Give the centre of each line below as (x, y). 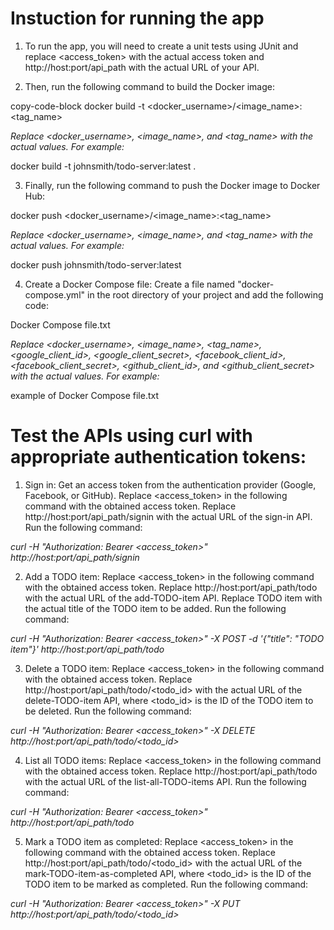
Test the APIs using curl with (131, 436)
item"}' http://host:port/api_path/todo (87, 649)
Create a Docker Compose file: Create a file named (130, 284)
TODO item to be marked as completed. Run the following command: (166, 884)
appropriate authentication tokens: (158, 457)
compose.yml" (55, 294)
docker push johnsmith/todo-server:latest (96, 264)
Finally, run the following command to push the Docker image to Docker (172, 185)
